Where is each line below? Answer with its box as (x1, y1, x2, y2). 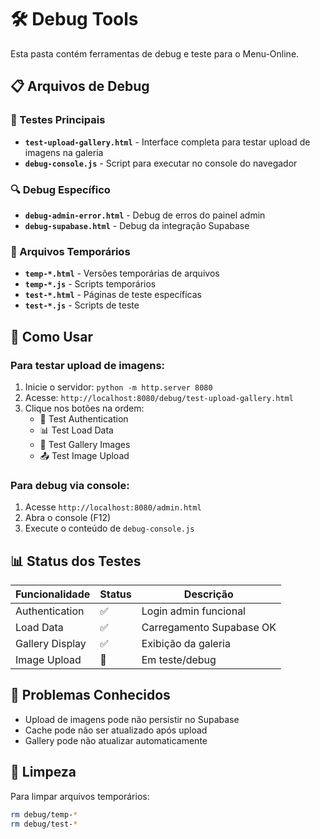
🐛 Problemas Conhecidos (10, 687, 171, 704)
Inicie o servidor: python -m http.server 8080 (24, 381, 213, 393)
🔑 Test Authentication (39, 412, 129, 425)
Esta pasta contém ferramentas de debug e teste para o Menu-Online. (10, 47, 300, 60)
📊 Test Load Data (39, 424, 114, 436)
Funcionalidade (15, 587, 91, 601)
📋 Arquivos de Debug (10, 78, 150, 95)
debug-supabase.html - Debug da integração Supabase (24, 219, 250, 231)
